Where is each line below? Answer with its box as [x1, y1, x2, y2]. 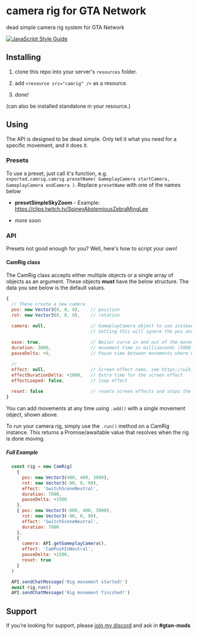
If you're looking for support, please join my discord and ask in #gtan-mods [6, 622, 190, 629]
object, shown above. [6, 411, 58, 418]
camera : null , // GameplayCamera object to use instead [11, 323, 194, 329]
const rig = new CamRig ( [11, 463, 72, 470]
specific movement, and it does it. [6, 141, 88, 149]
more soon [14, 217, 41, 224]
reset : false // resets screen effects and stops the [11, 389, 192, 395]
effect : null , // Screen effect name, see [11, 366, 160, 372]
